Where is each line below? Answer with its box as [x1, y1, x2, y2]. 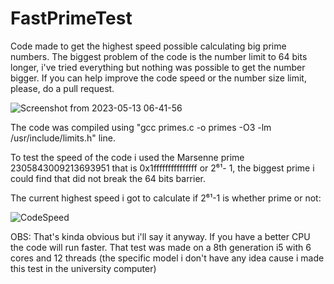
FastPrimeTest [10, 7, 133, 30]
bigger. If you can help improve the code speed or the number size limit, [10, 72, 307, 84]
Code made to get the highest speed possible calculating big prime [10, 40, 287, 52]
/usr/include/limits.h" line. [10, 132, 116, 144]
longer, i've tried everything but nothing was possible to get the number [10, 61, 306, 73]
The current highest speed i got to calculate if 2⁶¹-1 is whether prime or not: [10, 192, 322, 204]
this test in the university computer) [10, 262, 157, 274]
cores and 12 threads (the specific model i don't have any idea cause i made [10, 252, 325, 264]
